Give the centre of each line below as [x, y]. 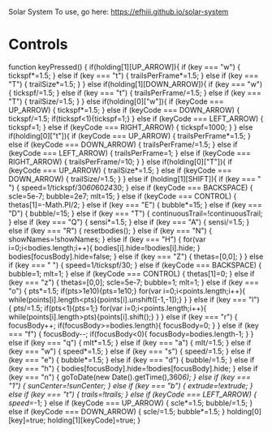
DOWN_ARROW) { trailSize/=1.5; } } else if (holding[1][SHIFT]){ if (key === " [135, 178]
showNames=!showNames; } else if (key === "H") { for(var [107, 239]
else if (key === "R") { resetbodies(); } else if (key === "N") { [110, 230]
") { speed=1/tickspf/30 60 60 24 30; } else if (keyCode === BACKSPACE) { [131, 187]
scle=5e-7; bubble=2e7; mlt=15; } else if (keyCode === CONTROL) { [123, 196]
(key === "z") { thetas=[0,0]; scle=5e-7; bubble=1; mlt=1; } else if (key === [134, 282]
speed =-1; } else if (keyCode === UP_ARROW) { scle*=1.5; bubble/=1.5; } [131, 403]
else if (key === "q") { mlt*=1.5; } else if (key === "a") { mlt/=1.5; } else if [130, 342]
